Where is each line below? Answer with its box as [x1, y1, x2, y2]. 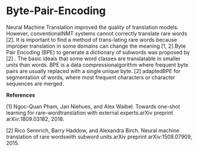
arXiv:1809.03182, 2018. [6, 115, 64, 122]
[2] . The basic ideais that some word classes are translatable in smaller [6, 55, 181, 62]
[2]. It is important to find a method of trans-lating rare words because [6, 36, 177, 43]
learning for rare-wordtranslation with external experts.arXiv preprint [6, 109, 173, 116]
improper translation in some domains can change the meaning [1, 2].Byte [6, 42, 186, 50]
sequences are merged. [6, 80, 64, 87]
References [6, 91, 35, 99]
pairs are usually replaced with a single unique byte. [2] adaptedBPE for [6, 67, 181, 74]
